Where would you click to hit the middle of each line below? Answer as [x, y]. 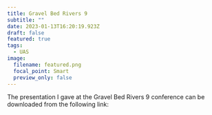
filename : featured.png [47, 65]
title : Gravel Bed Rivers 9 [47, 13]
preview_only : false [43, 77]
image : [17, 59]
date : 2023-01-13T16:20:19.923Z [53, 26]
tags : [15, 45]
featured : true [29, 39]
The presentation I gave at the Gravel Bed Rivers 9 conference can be [106, 97]
